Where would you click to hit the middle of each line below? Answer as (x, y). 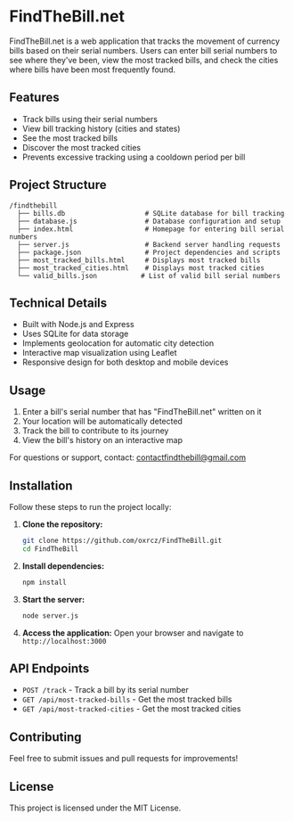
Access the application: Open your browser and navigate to (133, 633)
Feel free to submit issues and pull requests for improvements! (124, 759)
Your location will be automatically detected (102, 422)
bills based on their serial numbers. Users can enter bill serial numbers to (143, 50)
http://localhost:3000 (64, 641)
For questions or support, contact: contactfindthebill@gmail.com (128, 457)
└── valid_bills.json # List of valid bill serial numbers (149, 275)
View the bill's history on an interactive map (102, 440)
